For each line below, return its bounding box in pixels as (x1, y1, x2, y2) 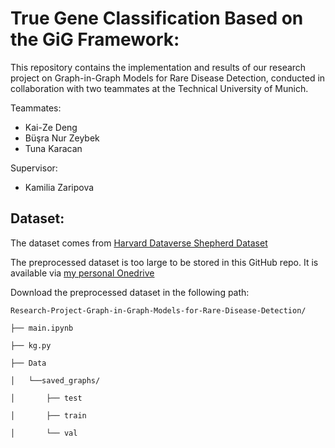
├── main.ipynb (10, 323, 74, 333)
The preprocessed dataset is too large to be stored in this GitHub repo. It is (10, 256, 319, 268)
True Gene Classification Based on (10, 7, 304, 30)
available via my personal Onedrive (10, 267, 155, 279)
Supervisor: (10, 162, 58, 174)
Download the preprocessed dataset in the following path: (10, 286, 250, 298)
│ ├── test (10, 393, 83, 403)
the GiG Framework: (10, 28, 180, 51)
